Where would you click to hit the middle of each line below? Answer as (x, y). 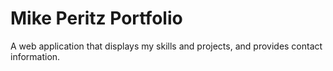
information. (35, 56)
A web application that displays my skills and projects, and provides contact (166, 46)
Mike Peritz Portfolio (96, 18)
